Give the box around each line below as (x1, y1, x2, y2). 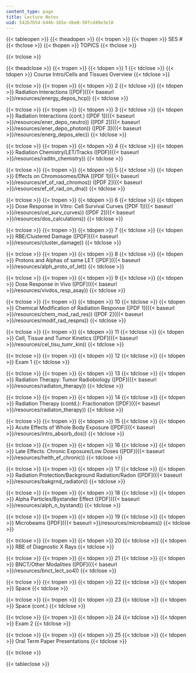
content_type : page (6, 8, 54, 15)
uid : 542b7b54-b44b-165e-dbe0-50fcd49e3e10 (6, 19, 114, 25)
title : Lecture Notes (6, 14, 59, 20)
